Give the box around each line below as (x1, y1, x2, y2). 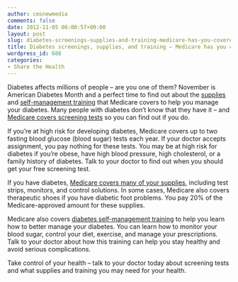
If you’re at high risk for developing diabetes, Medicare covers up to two (7, 126, 218, 135)
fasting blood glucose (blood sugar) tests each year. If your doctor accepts (7, 134, 227, 143)
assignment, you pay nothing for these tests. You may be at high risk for (7, 141, 217, 150)
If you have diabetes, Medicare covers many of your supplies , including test (7, 178, 229, 187)
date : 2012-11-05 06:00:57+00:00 (7, 23, 106, 31)
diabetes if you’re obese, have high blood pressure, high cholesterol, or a (7, 149, 221, 158)
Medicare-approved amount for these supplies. (7, 200, 145, 210)
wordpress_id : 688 (7, 50, 62, 58)
